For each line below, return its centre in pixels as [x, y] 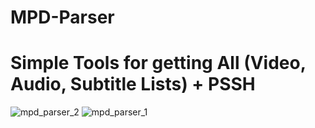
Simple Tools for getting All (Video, [158, 63]
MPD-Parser [62, 17]
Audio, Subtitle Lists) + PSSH [133, 84]
